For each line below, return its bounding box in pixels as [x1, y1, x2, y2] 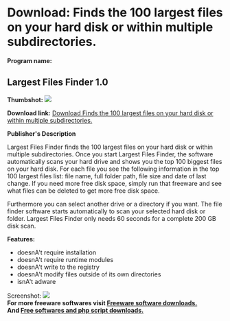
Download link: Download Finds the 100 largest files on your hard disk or [7, 108, 214, 117]
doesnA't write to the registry [16, 263, 100, 271]
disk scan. [7, 222, 36, 230]
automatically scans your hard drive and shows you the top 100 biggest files [7, 157, 222, 165]
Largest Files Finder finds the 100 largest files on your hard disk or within [7, 143, 213, 151]
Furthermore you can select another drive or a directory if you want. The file [7, 200, 222, 208]
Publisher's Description [7, 129, 76, 138]
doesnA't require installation [16, 248, 97, 257]
